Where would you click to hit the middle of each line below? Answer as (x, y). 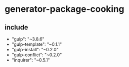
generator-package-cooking (64, 9)
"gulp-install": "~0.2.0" (35, 50)
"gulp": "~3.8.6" (28, 39)
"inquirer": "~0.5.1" (31, 60)
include (16, 27)
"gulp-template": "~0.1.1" (37, 44)
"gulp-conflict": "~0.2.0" (37, 55)
